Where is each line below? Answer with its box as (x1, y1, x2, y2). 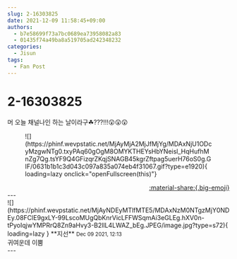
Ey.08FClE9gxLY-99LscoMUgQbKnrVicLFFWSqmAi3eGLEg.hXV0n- (7, 213, 205, 221)
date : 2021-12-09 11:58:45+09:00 (7, 17, 106, 24)
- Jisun (13, 50, 37, 57)
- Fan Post (13, 63, 46, 70)
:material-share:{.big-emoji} (149, 183, 230, 192)
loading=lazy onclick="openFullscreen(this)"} (25, 169, 157, 178)
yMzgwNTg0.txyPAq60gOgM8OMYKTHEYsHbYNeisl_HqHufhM (25, 146, 209, 156)
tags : (7, 57, 23, 64)
